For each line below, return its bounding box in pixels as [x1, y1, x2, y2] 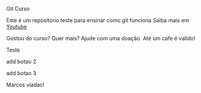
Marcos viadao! [6, 81, 45, 88]
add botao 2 [6, 58, 37, 65]
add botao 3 [6, 70, 37, 77]
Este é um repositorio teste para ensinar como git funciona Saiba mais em [6, 17, 190, 23]
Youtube [6, 23, 27, 30]
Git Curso [6, 5, 30, 12]
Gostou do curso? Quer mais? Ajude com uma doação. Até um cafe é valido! [6, 35, 196, 41]
